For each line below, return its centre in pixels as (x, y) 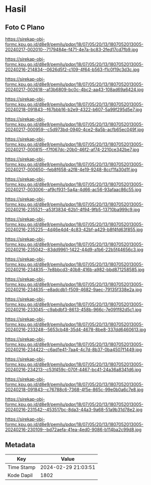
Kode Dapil (20, 475)
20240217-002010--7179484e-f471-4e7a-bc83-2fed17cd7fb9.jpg (72, 49)
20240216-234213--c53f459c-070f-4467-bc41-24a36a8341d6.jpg (73, 370)
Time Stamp (22, 467)
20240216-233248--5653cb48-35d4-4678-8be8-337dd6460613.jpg (75, 329)
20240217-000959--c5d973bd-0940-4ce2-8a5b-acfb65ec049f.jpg (75, 129)
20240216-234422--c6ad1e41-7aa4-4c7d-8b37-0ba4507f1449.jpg (74, 350)
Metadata (20, 445)
